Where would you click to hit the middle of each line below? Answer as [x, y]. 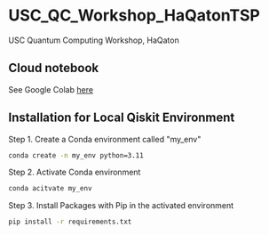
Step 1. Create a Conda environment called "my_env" [105, 139]
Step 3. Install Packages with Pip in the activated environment [121, 206]
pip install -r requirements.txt [70, 222]
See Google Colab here [51, 89]
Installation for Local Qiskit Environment [122, 118]
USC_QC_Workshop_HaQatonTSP [134, 16]
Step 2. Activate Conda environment [75, 172]
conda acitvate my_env [50, 189]
